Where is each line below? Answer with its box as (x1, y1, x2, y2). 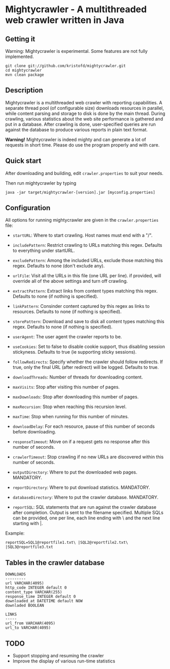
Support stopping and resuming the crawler (12, 653, 104, 659)
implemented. (5, 53, 34, 60)
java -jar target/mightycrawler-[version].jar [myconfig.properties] (5, 190, 156, 195)
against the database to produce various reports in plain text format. (5, 126, 148, 133)
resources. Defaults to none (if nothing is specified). (12, 309, 122, 315)
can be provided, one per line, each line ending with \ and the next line (12, 515, 160, 521)
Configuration (5, 203, 51, 212)
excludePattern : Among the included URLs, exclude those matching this (12, 257, 163, 264)
